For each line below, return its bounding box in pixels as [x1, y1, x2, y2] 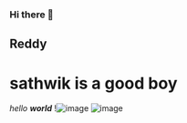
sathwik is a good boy [9, 73, 178, 94]
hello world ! [9, 103, 57, 114]
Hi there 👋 [9, 8, 55, 21]
